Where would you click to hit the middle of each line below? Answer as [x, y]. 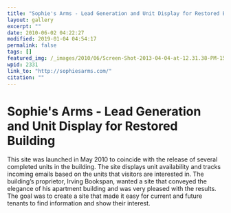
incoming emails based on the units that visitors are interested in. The [106, 174]
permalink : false [32, 45]
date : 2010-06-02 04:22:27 [46, 33]
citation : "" [26, 77]
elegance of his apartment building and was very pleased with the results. [112, 189]
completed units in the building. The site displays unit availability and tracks [114, 167]
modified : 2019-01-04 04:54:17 [52, 39]
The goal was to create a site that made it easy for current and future [105, 196]
